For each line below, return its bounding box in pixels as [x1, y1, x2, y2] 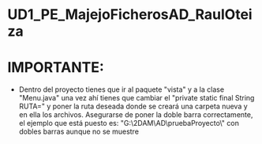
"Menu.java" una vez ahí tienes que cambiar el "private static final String [18, 93, 255, 103]
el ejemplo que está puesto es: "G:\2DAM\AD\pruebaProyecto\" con [18, 119, 240, 128]
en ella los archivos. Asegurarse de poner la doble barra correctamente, [18, 110, 253, 119]
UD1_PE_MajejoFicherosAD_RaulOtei [7, 6, 253, 24]
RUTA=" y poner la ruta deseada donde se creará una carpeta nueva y [18, 101, 248, 112]
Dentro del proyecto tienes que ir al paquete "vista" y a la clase [18, 85, 225, 94]
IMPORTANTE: [7, 59, 104, 77]
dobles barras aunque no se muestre [18, 127, 140, 136]
